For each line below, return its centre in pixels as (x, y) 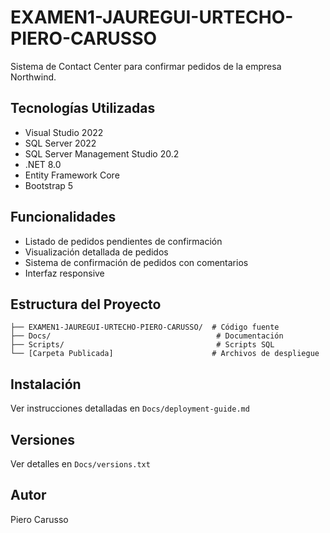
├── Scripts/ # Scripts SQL (142, 345)
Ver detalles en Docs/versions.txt (80, 464)
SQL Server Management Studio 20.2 (102, 153)
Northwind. (33, 77)
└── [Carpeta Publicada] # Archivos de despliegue (165, 354)
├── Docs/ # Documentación (147, 336)
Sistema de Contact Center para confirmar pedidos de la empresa (146, 66)
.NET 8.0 (43, 164)
